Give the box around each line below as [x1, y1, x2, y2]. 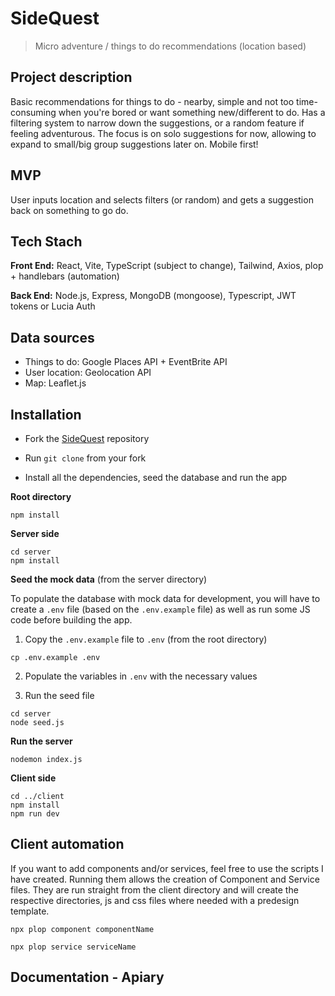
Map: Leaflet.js [24, 377, 87, 389]
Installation [10, 406, 82, 423]
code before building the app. [10, 614, 133, 626]
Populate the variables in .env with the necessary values [24, 670, 258, 682]
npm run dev [10, 809, 60, 819]
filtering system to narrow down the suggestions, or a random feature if [10, 117, 305, 129]
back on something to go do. [10, 204, 129, 216]
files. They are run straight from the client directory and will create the [10, 883, 299, 896]
